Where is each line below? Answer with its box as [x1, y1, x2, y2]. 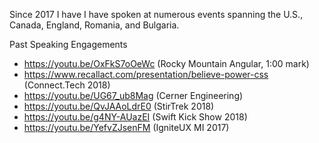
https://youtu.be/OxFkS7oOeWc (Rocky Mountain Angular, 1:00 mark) [23, 58, 310, 69]
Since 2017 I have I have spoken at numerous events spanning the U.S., [9, 9, 304, 20]
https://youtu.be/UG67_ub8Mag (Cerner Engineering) [23, 90, 244, 101]
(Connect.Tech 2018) [23, 79, 111, 91]
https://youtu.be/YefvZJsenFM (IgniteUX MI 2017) [23, 122, 230, 133]
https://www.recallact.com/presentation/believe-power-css [23, 69, 269, 80]
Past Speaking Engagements [9, 39, 128, 50]
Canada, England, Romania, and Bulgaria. [9, 19, 180, 31]
